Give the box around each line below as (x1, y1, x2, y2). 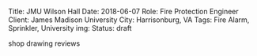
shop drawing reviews (8, 39, 81, 48)
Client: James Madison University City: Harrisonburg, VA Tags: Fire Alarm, (8, 15, 250, 24)
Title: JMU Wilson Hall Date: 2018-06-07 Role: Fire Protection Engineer (8, 7, 239, 16)
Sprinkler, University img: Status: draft (8, 24, 132, 32)
